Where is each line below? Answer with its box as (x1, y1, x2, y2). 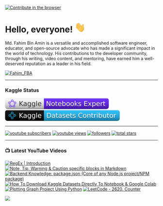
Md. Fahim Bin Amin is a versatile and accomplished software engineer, (5, 40, 148, 46)
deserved (5, 61, 24, 67)
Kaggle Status (5, 86, 39, 93)
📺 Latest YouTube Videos (5, 147, 67, 154)
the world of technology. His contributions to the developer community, (5, 50, 148, 56)
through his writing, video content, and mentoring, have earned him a (5, 55, 144, 61)
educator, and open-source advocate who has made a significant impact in (5, 45, 155, 51)
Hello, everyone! (5, 24, 73, 35)
